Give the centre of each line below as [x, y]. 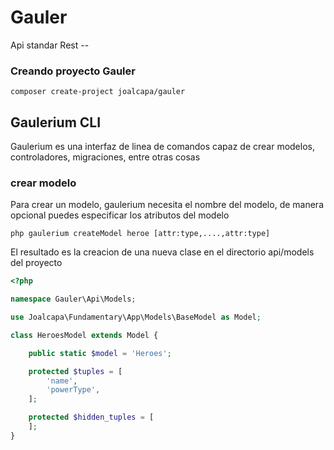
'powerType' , [73, 390]
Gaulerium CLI [56, 122]
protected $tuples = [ [75, 371]
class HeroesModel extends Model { [84, 335]
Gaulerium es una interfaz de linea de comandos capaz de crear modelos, [162, 147]
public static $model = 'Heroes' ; [100, 353]
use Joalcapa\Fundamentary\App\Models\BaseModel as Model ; [136, 317]
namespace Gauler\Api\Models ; [73, 299]
